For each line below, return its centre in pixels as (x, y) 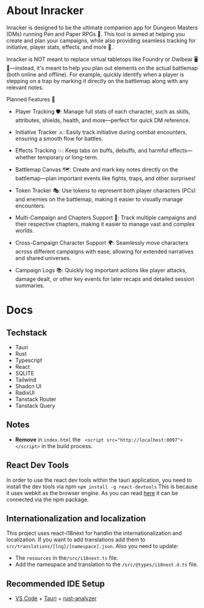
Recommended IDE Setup (56, 584)
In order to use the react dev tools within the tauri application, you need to (99, 480)
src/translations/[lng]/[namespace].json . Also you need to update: (92, 546)
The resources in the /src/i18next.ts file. (67, 558)
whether (26, 157)
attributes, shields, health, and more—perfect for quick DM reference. (103, 120)
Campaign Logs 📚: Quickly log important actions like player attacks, (101, 270)
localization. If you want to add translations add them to (76, 540)
